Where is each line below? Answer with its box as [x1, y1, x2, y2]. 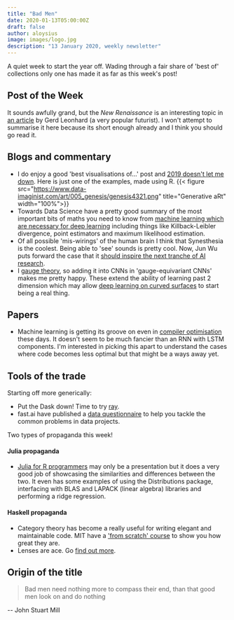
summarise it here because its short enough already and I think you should [7, 123, 223, 132]
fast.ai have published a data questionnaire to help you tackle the [17, 410, 206, 418]
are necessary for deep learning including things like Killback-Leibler [17, 221, 216, 230]
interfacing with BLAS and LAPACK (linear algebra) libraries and [17, 485, 202, 493]
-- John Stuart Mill [7, 606, 61, 614]
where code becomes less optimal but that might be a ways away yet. [17, 350, 219, 358]
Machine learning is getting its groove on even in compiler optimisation [17, 327, 222, 336]
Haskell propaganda [7, 509, 67, 517]
